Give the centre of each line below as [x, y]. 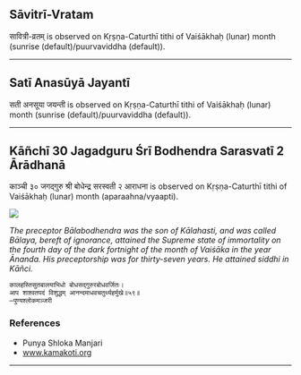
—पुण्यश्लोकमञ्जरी [30, 301]
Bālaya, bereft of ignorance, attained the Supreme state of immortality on [145, 240]
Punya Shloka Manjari [62, 343]
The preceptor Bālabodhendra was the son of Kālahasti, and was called [143, 231]
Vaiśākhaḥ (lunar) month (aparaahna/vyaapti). [94, 197]
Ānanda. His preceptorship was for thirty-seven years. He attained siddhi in [149, 260]
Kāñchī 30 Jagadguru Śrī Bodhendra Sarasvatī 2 [147, 151]
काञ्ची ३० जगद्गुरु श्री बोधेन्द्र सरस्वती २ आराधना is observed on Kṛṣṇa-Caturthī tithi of [148, 186]
